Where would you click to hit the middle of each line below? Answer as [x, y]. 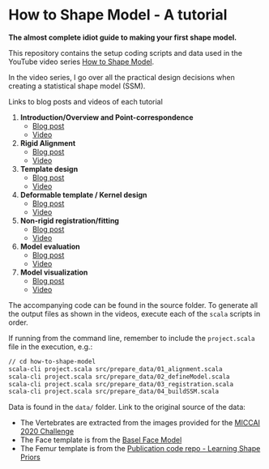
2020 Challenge [47, 432]
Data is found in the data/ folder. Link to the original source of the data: [127, 407]
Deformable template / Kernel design [83, 194]
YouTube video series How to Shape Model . [81, 62]
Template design [49, 168]
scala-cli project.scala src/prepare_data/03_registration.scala [121, 384]
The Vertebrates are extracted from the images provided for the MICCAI [140, 423]
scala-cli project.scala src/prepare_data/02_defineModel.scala [119, 377]
